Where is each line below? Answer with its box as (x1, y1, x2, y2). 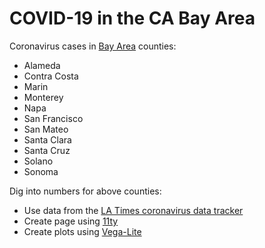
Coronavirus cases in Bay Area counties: (9, 40, 177, 52)
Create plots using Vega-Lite (23, 225, 142, 237)
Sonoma (23, 165, 59, 177)
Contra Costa (23, 70, 79, 82)
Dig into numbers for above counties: (9, 185, 162, 197)
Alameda (23, 59, 61, 71)
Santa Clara (23, 133, 72, 146)
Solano (23, 155, 54, 167)
